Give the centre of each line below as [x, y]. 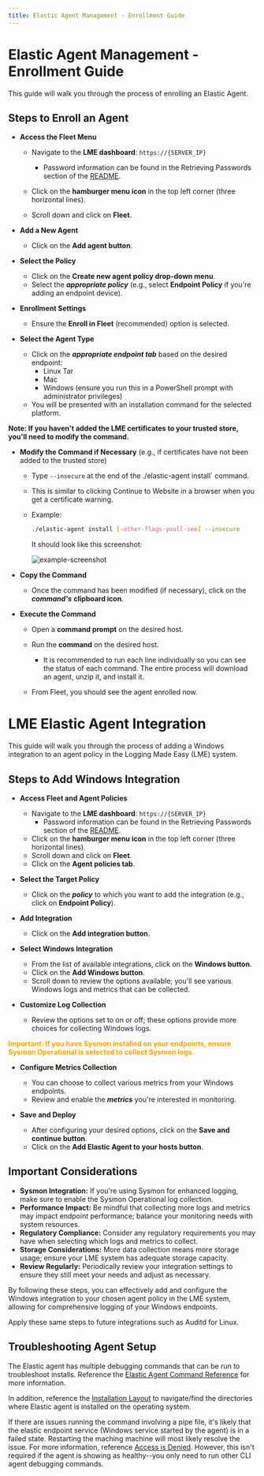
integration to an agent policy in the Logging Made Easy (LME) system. [123, 755]
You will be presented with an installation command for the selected [141, 405]
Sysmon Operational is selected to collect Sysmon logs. [101, 1052]
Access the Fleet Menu [58, 137]
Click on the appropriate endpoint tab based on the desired [129, 354]
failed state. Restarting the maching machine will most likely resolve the [124, 1438]
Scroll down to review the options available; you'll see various [131, 981]
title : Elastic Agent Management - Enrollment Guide [97, 15]
